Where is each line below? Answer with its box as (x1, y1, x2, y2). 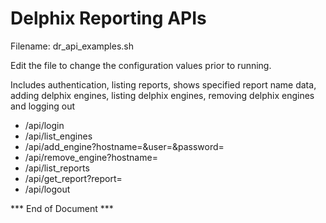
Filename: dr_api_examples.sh (10, 40, 135, 52)
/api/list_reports (24, 162, 90, 174)
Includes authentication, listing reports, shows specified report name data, (10, 78, 317, 91)
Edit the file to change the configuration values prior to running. (10, 59, 272, 71)
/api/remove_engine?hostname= (24, 151, 158, 163)
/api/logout (24, 183, 71, 195)
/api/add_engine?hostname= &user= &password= (24, 140, 225, 152)
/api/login (24, 119, 65, 131)
